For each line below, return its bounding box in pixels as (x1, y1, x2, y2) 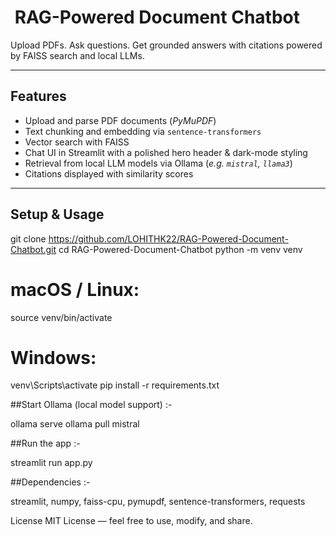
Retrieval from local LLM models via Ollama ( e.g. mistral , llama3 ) (24, 157, 293, 169)
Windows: (10, 346, 97, 369)
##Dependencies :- (10, 476, 91, 488)
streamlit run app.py (10, 457, 93, 469)
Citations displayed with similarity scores (24, 167, 194, 180)
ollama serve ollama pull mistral (10, 418, 140, 430)
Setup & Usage (10, 206, 105, 223)
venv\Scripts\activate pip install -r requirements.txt (10, 379, 220, 391)
